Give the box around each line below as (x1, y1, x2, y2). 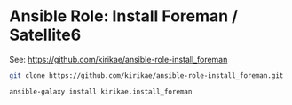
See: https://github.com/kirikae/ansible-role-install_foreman (9, 54, 228, 64)
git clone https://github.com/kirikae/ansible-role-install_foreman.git (9, 71, 284, 80)
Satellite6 (9, 25, 82, 45)
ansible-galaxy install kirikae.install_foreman (9, 86, 193, 96)
